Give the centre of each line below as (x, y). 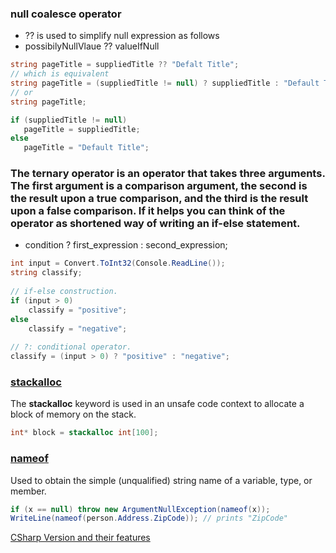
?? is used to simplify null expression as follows (122, 36)
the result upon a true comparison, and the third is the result (159, 199)
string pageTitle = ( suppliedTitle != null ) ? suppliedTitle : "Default (165, 83)
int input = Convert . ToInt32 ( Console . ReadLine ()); (118, 263)
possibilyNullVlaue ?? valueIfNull (92, 46)
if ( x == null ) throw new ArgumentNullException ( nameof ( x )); (140, 509)
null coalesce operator (66, 14)
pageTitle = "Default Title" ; (86, 148)
